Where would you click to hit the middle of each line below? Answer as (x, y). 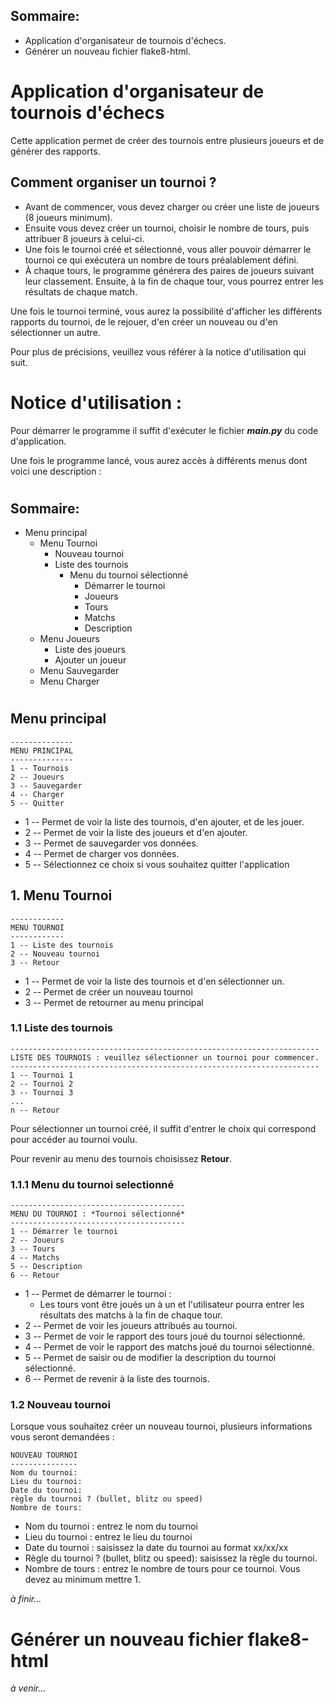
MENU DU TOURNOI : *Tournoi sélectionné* (98, 1214)
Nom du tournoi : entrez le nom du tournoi (111, 1526)
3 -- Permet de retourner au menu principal (114, 1002)
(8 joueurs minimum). (68, 217)
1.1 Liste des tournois (62, 1028)
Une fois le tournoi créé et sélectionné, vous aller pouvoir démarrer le (168, 249)
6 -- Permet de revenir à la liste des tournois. (117, 1379)
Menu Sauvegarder (79, 671)
